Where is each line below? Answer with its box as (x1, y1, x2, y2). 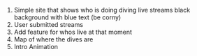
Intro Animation (13, 43, 58, 50)
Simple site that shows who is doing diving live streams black (13, 6, 191, 14)
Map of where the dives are (13, 35, 94, 44)
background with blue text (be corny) (13, 13, 122, 21)
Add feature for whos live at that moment (13, 28, 133, 36)
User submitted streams (13, 21, 84, 28)
